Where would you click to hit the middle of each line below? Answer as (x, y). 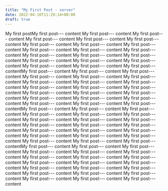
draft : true (18, 19)
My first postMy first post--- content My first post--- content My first (77, 34)
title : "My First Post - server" (40, 10)
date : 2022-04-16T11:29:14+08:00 (40, 15)
